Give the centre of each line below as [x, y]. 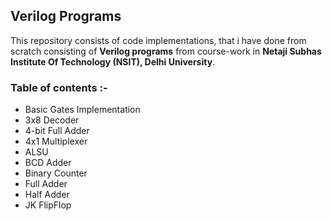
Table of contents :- [59, 87]
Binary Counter [56, 173]
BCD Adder [48, 163]
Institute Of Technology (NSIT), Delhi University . [113, 61]
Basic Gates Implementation [82, 110]
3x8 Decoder [52, 120]
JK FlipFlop [48, 205]
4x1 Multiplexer [56, 141]
